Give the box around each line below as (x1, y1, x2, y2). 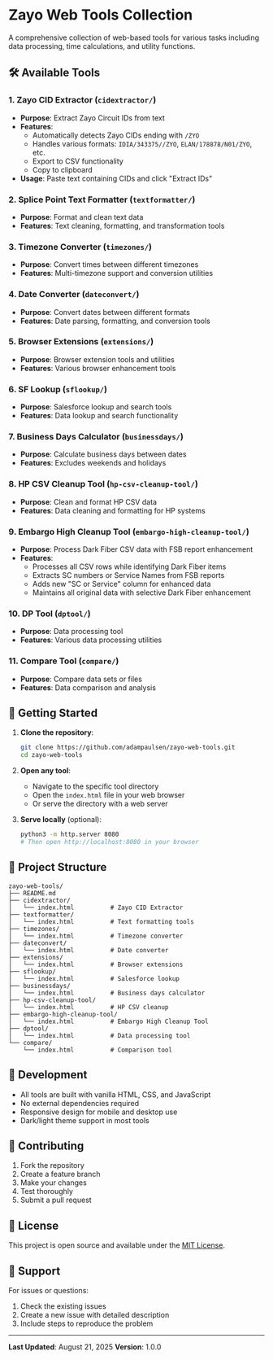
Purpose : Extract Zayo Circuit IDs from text (19, 112, 165, 123)
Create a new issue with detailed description (19, 1310, 170, 1319)
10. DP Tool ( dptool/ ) (8, 608, 91, 619)
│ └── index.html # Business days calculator (8, 989, 206, 997)
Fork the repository (19, 1161, 85, 1170)
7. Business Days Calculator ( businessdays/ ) (8, 431, 184, 443)
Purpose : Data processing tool (19, 627, 123, 636)
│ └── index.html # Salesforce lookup (8, 974, 180, 982)
